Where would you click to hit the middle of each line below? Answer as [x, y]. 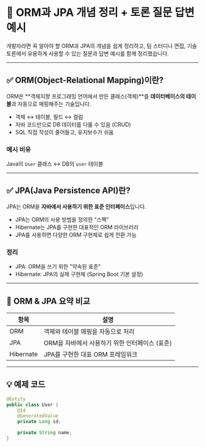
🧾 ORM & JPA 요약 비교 [48, 301]
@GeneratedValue [38, 416]
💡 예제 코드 [26, 384]
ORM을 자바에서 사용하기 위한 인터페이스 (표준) [108, 343]
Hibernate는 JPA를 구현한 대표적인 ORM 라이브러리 [77, 227]
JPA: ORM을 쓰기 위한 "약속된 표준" [58, 267]
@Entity [16, 399]
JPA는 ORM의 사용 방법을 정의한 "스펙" [62, 219]
